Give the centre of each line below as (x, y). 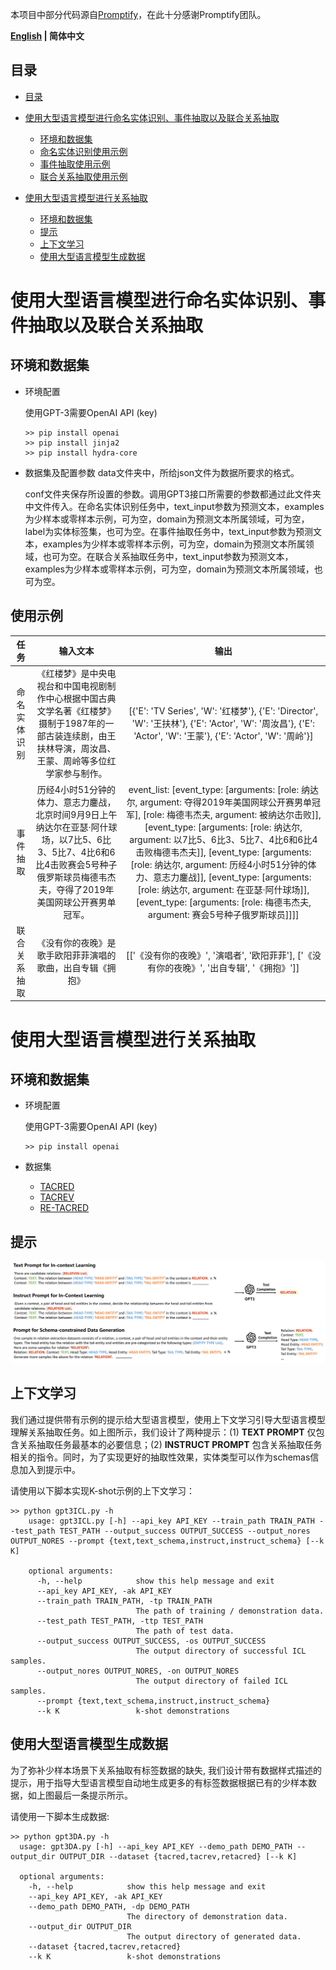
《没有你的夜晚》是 (76, 942)
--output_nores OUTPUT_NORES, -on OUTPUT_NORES (138, 1671)
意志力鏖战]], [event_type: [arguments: (232, 877)
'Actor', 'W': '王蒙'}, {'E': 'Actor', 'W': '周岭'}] (223, 736)
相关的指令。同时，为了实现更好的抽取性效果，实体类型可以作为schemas (160, 1457)
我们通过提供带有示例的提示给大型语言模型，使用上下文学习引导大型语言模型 (168, 1419)
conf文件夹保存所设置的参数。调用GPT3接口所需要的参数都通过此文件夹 (173, 494)
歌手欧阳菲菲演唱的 (76, 955)
